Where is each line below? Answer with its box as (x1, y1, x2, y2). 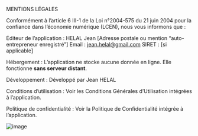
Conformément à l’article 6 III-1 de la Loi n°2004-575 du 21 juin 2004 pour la (6, 17, 192, 24)
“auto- (168, 35, 184, 41)
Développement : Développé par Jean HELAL (6, 77, 116, 83)
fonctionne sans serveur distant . (6, 65, 87, 72)
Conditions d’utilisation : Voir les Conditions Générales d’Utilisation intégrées (6, 88, 192, 94)
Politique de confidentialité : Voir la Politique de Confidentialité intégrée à (6, 105, 184, 112)
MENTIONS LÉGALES (6, 6, 59, 12)
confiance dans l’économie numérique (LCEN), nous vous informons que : (6, 24, 186, 30)
